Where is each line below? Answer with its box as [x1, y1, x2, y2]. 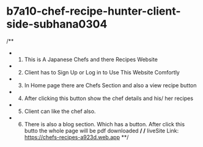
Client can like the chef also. [24, 107, 96, 115]
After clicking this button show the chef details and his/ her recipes [24, 95, 194, 102]
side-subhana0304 [6, 17, 108, 31]
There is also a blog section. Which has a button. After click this [24, 120, 185, 127]
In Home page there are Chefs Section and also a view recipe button [24, 81, 197, 89]
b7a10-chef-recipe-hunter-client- [6, 4, 182, 18]
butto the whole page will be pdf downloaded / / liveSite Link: [24, 127, 179, 134]
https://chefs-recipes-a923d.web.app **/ [24, 133, 129, 141]
